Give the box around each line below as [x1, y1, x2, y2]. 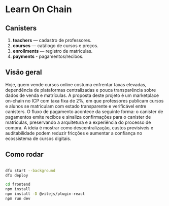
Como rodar [5, 150, 44, 159]
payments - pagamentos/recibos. [12, 53, 84, 59]
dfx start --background [5, 168, 56, 173]
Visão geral [5, 68, 42, 77]
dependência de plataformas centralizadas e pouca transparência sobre [5, 87, 156, 93]
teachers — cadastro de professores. [12, 37, 92, 43]
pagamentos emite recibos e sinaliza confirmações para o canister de [5, 114, 151, 120]
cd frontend [5, 182, 30, 187]
